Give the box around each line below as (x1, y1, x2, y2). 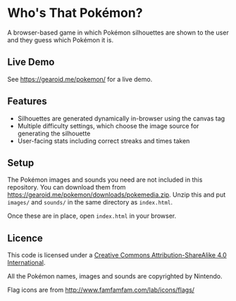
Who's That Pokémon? (7, 5, 143, 21)
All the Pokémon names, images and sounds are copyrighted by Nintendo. (7, 272, 223, 281)
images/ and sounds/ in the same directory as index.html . (7, 198, 173, 207)
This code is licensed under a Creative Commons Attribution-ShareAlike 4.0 (7, 251, 227, 259)
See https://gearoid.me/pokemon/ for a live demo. (7, 75, 153, 83)
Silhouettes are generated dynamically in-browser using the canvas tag (17, 114, 225, 123)
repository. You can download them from (7, 183, 126, 192)
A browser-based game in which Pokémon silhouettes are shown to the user (7, 28, 229, 37)
